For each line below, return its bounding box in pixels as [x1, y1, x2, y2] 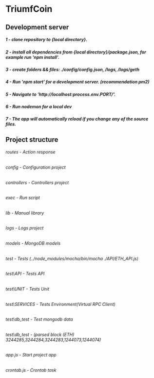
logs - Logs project [5, 225, 44, 231]
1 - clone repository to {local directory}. [5, 37, 88, 43]
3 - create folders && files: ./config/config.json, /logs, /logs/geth [5, 66, 140, 72]
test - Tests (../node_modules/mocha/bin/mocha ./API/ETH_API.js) [5, 255, 138, 261]
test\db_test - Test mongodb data [5, 316, 73, 322]
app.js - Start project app [5, 352, 57, 358]
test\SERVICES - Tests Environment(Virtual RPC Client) [5, 301, 116, 307]
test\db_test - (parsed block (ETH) [5, 331, 75, 337]
